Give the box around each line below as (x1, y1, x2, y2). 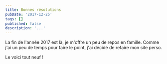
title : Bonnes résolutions (5, 7, 61, 12)
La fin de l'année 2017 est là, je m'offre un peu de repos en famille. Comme (5, 39, 160, 45)
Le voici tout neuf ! (5, 54, 44, 60)
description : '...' (5, 26, 46, 31)
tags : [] (5, 16, 23, 21)
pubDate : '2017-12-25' (5, 12, 52, 17)
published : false (5, 21, 41, 26)
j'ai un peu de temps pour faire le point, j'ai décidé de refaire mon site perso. (5, 45, 162, 51)
